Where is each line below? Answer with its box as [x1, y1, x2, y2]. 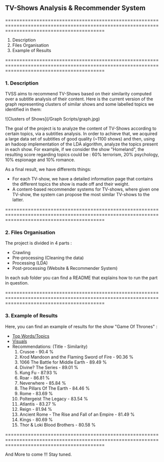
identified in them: [5, 107, 42, 113]
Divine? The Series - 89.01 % [19, 364, 79, 370]
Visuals [12, 338, 27, 344]
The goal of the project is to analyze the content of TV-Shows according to [5, 125, 157, 132]
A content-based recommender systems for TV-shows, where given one [12, 186, 159, 192]
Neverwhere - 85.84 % [19, 380, 66, 386]
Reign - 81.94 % [19, 406, 53, 412]
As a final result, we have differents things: [5, 167, 92, 173]
